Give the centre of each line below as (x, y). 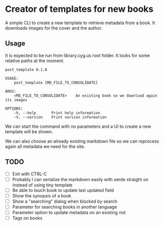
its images (16, 100)
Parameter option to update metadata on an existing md (69, 212)
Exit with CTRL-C (30, 174)
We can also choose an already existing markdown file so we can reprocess (82, 141)
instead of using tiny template (42, 185)
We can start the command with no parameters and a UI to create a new (78, 126)
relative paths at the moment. (35, 61)
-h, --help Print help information (57, 113)
